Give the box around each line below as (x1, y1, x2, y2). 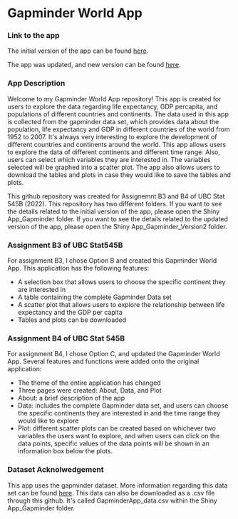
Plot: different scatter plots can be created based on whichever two (17, 424, 216, 433)
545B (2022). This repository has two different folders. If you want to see (7, 199, 222, 208)
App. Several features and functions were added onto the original (7, 357, 200, 366)
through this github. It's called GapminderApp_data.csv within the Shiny (7, 496, 217, 505)
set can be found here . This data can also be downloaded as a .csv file (7, 488, 215, 497)
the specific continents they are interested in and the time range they (17, 409, 221, 418)
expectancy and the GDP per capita (17, 308, 123, 317)
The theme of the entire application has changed (17, 378, 162, 387)
